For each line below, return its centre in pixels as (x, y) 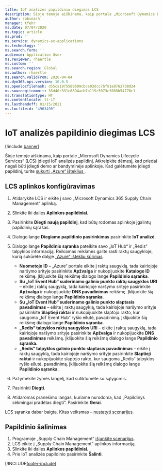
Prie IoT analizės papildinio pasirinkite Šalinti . (57, 454)
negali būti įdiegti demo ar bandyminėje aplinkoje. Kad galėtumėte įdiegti (78, 166)
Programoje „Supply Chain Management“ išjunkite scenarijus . (73, 439)
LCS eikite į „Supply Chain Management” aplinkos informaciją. (74, 444)
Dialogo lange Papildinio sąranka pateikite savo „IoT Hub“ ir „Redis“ (80, 246)
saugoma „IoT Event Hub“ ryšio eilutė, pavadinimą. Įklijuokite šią (83, 317)
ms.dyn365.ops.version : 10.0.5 (37, 82)
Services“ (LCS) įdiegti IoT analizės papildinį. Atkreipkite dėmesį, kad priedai (81, 161)
